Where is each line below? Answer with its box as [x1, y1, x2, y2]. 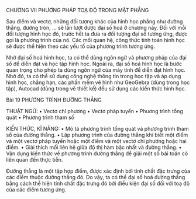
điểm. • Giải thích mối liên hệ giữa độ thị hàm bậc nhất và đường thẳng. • [6, 144, 182, 151]
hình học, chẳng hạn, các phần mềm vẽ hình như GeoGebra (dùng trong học [6, 79, 190, 86]
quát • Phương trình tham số [6, 114, 75, 121]
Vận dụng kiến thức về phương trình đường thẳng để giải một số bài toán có [6, 150, 188, 157]
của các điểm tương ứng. [6, 186, 67, 193]
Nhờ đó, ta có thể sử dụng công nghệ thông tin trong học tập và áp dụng [6, 73, 181, 79]
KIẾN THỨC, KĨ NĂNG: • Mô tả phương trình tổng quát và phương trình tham [6, 125, 189, 132]
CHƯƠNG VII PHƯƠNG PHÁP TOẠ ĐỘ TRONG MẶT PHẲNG [6, 7, 149, 13]
